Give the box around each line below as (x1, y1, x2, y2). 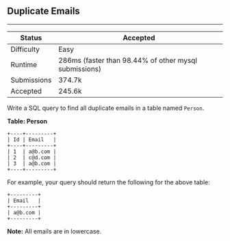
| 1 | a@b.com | (7, 148, 57, 155)
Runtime (10, 59, 38, 69)
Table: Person (7, 117, 48, 125)
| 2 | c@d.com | (7, 154, 57, 161)
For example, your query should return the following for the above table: (7, 178, 210, 186)
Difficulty (10, 44, 40, 54)
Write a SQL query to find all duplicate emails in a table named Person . (7, 104, 205, 112)
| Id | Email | (7, 136, 57, 143)
